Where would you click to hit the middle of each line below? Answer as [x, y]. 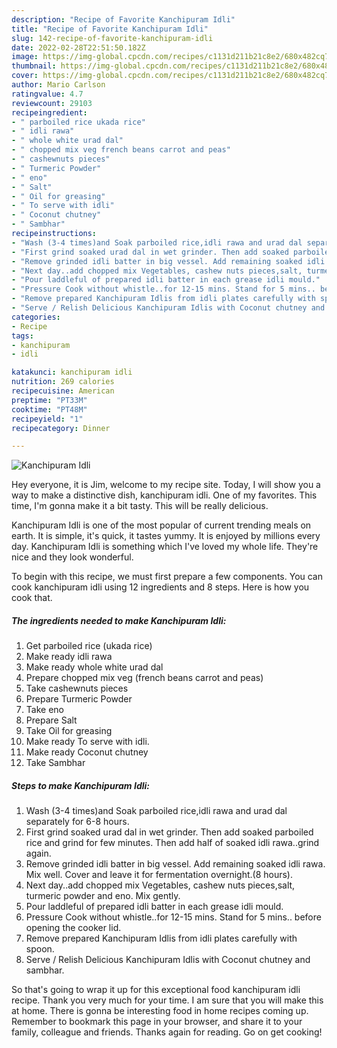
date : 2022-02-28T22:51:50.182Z [78, 47]
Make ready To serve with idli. [87, 742]
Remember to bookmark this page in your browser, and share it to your [157, 1022]
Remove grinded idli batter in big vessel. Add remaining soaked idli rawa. [175, 864]
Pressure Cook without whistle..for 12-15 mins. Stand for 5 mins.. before [173, 917]
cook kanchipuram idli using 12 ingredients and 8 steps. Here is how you [160, 587]
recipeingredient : [49, 112]
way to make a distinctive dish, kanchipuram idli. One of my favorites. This [164, 495]
